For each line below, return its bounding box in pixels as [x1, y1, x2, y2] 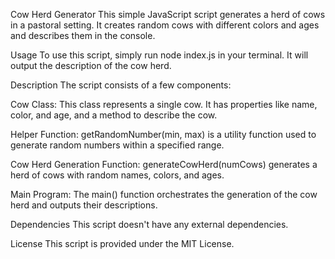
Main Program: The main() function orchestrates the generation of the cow [10, 189, 318, 200]
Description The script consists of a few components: [10, 79, 232, 91]
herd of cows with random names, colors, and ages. [10, 169, 225, 181]
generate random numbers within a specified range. [10, 139, 225, 151]
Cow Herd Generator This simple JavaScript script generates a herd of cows [10, 9, 326, 20]
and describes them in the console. [10, 30, 156, 41]
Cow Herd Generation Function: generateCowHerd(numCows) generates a [10, 159, 318, 170]
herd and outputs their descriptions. [10, 199, 158, 211]
